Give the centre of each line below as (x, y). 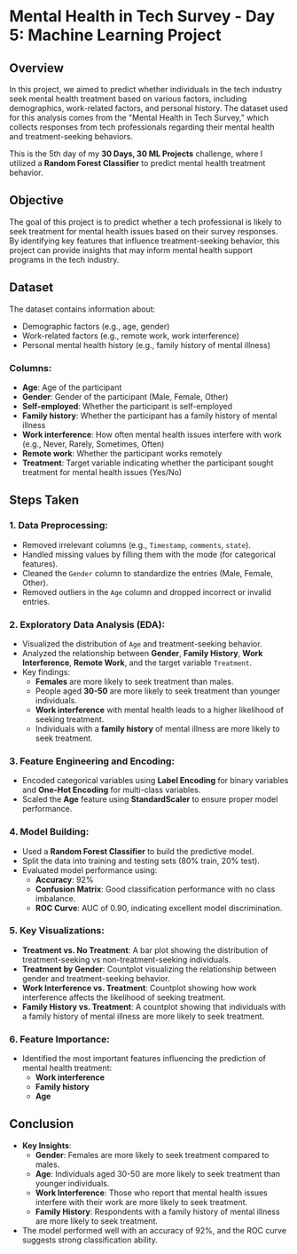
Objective (37, 200)
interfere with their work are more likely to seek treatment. (141, 1202)
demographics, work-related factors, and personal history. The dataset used (148, 108)
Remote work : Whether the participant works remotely (122, 453)
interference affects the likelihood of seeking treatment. (124, 997)
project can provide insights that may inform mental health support (131, 250)
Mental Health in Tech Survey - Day (142, 16)
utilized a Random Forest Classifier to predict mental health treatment (137, 163)
